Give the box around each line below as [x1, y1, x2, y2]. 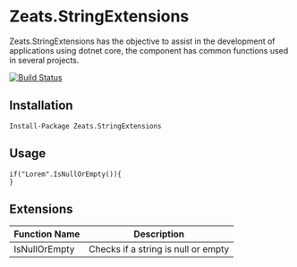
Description [133, 228, 185, 240]
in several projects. [9, 54, 80, 65]
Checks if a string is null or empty [89, 243, 230, 255]
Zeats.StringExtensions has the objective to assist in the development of [9, 36, 276, 46]
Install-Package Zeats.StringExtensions [9, 121, 163, 130]
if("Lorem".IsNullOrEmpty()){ [9, 170, 123, 179]
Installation [9, 98, 73, 113]
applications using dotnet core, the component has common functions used [9, 45, 289, 55]
